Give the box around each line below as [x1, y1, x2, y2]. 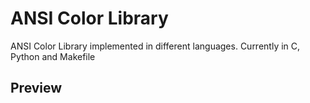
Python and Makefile [10, 50, 96, 62]
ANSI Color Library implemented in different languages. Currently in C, [10, 40, 301, 52]
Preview [10, 80, 63, 97]
